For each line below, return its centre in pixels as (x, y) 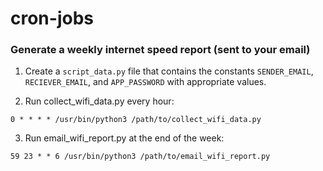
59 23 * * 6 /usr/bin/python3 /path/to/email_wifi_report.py (140, 157)
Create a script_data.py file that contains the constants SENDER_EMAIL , (169, 71)
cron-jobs (52, 18)
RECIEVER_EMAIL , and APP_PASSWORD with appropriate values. (145, 82)
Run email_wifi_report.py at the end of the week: (124, 138)
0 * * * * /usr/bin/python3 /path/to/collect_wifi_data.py (136, 120)
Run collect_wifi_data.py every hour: (99, 101)
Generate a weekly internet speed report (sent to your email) (160, 50)
